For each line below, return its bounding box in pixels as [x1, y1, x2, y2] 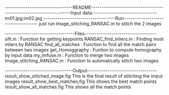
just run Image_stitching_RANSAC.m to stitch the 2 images [38, 20, 162, 27]
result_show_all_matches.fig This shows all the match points [5, 84, 131, 90]
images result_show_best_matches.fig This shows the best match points [5, 79, 157, 84]
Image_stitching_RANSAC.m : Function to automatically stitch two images [5, 58, 159, 63]
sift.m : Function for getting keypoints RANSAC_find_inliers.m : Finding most [5, 36, 164, 42]
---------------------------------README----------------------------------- [5, 5, 164, 10]
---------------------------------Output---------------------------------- [5, 67, 157, 74]
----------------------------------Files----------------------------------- [5, 31, 157, 36]
